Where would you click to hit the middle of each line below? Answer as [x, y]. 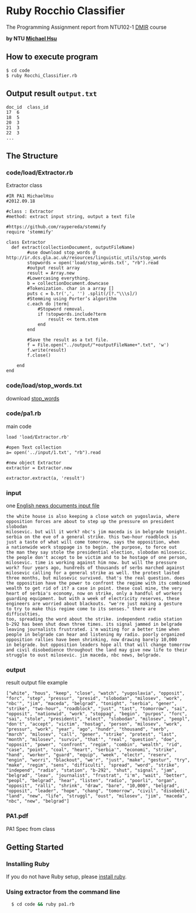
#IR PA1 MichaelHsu [30, 196]
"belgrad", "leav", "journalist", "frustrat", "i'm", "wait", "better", [97, 776]
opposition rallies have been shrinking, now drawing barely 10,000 [92, 640]
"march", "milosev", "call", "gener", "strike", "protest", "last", [92, 735]
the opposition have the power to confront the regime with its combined [98, 583]
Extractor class [24, 186]
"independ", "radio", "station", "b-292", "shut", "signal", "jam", [92, 770]
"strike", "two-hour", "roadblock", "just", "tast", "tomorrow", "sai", [97, 709]
